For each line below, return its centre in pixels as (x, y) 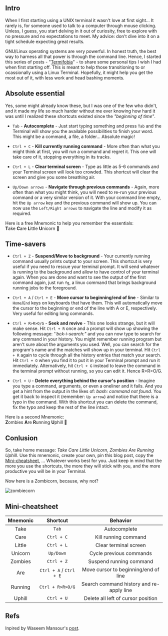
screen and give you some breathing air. (54, 177)
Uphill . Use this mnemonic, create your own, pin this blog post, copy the (79, 455)
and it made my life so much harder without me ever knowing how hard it (80, 111)
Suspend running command (121, 561)
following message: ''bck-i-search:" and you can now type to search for (86, 334)
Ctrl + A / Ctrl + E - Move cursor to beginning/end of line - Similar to (86, 297)
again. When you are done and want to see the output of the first (79, 277)
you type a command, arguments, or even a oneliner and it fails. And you (87, 386)
